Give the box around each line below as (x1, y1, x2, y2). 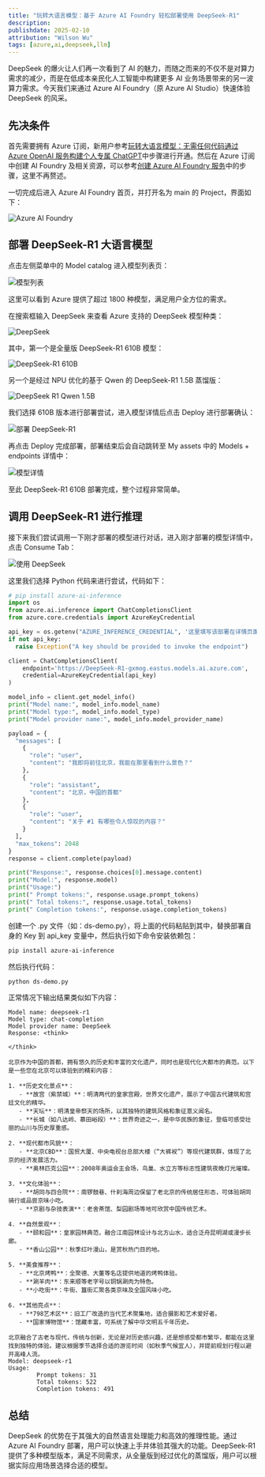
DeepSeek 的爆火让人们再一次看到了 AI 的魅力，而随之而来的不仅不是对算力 (8, 64, 255, 74)
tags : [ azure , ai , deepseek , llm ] (8, 41, 111, 49)
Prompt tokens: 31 (36, 1371, 97, 1380)
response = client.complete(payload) (8, 855, 132, 863)
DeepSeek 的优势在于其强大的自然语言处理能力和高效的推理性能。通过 (8, 1431, 237, 1441)
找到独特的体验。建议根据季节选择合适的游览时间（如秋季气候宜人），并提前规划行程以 (8, 1342, 246, 1350)
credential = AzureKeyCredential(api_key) (22, 671, 157, 680)
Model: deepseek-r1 (8, 1358, 73, 1366)
